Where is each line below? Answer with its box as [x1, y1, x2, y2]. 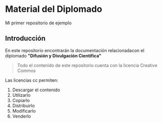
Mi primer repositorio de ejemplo [5, 20, 72, 26]
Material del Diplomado [5, 3, 102, 15]
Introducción [5, 34, 46, 43]
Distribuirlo [12, 103, 35, 109]
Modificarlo [12, 108, 36, 114]
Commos [17, 67, 36, 73]
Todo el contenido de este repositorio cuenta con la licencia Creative [17, 62, 158, 68]
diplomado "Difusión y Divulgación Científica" [5, 53, 102, 59]
